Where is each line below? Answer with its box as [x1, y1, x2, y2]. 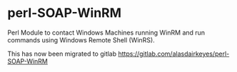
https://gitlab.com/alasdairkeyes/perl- [118, 49, 230, 58]
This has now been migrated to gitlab [7, 49, 117, 58]
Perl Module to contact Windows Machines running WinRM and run [7, 28, 206, 37]
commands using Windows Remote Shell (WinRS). [7, 35, 155, 44]
